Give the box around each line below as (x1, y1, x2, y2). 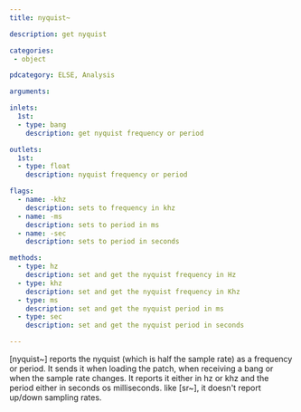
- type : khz (17, 278, 63, 288)
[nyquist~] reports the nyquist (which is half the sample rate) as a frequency (9, 354, 293, 364)
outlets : (9, 145, 42, 154)
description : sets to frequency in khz (25, 203, 176, 213)
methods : (9, 254, 42, 263)
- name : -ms (17, 212, 63, 221)
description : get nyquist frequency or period (25, 129, 204, 138)
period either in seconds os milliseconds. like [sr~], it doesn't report (9, 382, 262, 393)
